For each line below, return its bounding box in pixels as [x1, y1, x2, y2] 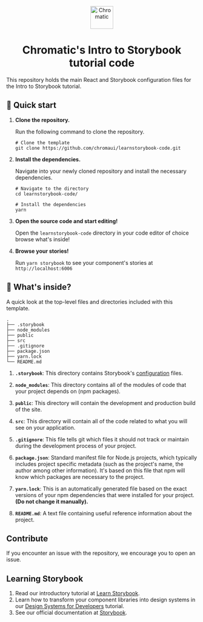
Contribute [6, 533, 48, 544]
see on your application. [15, 424, 76, 431]
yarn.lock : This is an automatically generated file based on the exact [15, 485, 187, 492]
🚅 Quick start [6, 100, 56, 110]
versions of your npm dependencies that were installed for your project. [15, 491, 195, 498]
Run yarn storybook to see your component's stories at [15, 259, 153, 266]
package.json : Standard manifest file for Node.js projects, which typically [15, 453, 198, 461]
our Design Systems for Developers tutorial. [15, 603, 124, 610]
